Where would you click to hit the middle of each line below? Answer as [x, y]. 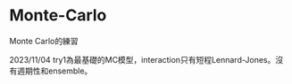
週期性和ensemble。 [54, 71]
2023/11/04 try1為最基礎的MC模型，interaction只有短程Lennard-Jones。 [142, 59]
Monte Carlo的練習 [44, 41]
